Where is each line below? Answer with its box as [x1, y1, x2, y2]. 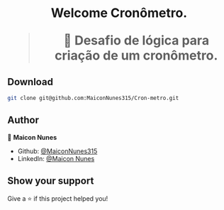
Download [7, 76, 53, 88]
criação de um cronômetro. [54, 48, 218, 64]
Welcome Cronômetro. [50, 5, 188, 21]
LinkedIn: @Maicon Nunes [17, 154, 95, 162]
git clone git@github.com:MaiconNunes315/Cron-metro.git [7, 94, 179, 101]
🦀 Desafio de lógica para [63, 33, 210, 49]
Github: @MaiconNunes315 [17, 147, 98, 155]
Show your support [7, 175, 94, 187]
